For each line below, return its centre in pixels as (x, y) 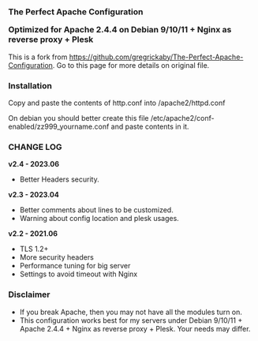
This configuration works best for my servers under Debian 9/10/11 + (131, 320)
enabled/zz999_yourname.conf (59, 126)
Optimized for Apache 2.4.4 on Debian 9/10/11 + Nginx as (120, 30)
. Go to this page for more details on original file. (131, 65)
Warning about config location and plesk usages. (99, 219)
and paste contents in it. (150, 126)
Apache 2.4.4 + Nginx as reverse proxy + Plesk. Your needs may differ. (135, 328)
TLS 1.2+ (34, 249)
